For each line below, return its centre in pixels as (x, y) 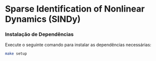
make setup (16, 54)
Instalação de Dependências (39, 34)
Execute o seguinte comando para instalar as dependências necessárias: (78, 45)
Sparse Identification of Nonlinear (75, 9)
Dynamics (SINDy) (43, 19)
